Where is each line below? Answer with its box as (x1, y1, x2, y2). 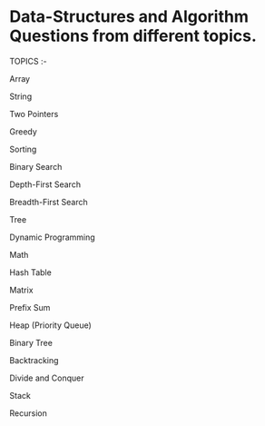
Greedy (9, 125, 38, 137)
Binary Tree (9, 337, 53, 348)
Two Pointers (9, 108, 59, 119)
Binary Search (9, 161, 63, 172)
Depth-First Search (9, 179, 82, 190)
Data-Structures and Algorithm (9, 6, 250, 27)
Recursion (9, 407, 47, 419)
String (9, 91, 33, 102)
